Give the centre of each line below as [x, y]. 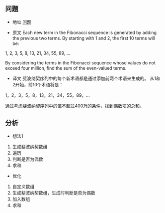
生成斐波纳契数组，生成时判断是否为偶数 [54, 193]
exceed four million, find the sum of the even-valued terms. [66, 68]
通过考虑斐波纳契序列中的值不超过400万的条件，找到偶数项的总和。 [75, 106]
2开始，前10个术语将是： [38, 84]
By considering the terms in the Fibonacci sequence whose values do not [80, 63]
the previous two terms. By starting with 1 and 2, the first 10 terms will [83, 38]
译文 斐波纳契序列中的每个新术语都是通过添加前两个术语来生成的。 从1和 [86, 78]
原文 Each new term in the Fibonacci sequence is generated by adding [84, 32]
